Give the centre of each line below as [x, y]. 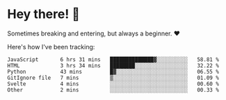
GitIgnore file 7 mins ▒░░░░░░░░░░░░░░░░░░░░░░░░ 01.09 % [113, 78]
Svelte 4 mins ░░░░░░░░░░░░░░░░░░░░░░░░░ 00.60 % [113, 84]
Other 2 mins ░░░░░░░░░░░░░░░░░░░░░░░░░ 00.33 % [113, 90]
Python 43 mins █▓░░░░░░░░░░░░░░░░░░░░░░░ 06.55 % [113, 72]
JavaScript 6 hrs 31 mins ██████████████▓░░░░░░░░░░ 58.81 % [113, 59]
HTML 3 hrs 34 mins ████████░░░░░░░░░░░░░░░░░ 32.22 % [113, 65]
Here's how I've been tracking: [51, 47]
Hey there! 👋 [43, 14]
